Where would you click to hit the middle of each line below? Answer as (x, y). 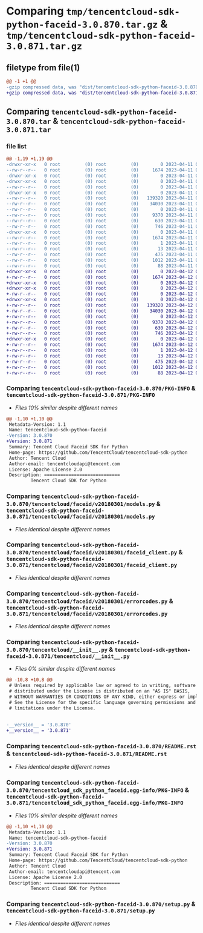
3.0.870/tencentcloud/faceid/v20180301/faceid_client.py (92, 553)
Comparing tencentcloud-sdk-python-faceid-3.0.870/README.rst (101, 746)
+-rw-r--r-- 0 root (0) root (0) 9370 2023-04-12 (100, 322)
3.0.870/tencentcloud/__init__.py (57, 650)
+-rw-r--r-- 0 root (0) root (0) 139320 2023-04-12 (100, 305)
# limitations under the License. (52, 708)
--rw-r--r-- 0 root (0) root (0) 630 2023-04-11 (100, 221)
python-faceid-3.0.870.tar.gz (82, 25)
